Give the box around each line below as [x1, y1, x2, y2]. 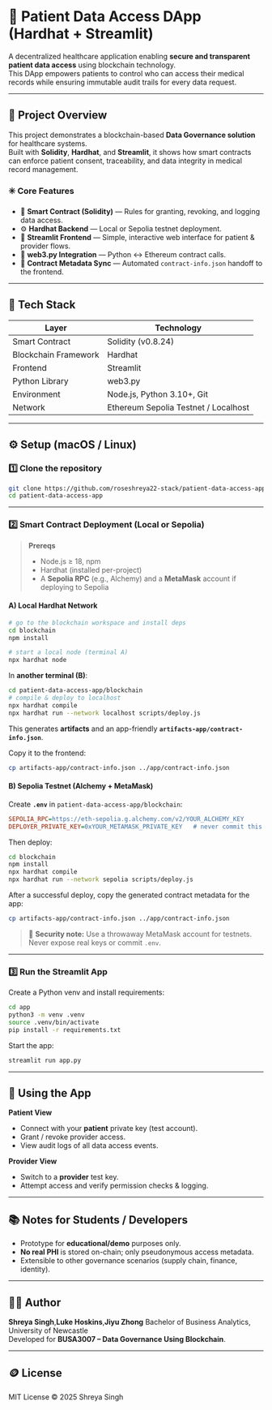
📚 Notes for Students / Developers [8, 1213, 189, 1227]
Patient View [8, 1107, 53, 1118]
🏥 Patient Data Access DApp [8, 7, 202, 26]
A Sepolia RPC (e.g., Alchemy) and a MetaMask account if [40, 574, 237, 583]
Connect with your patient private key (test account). [19, 1124, 198, 1133]
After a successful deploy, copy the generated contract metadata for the [8, 890, 250, 900]
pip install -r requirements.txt [8, 1025, 121, 1034]
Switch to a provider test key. [19, 1172, 119, 1182]
